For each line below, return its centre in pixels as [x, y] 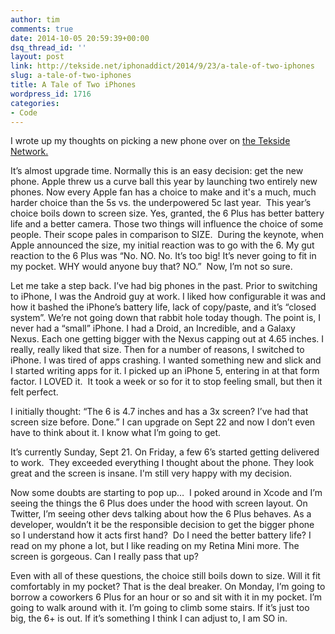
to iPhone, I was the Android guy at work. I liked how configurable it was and [168, 297]
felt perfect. [34, 392]
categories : [35, 103]
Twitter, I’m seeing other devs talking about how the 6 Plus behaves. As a [161, 514]
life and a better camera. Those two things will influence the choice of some [167, 224]
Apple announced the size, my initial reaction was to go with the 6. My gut [162, 245]
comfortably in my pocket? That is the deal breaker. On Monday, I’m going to [168, 587]
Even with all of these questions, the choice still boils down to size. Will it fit [165, 576]
